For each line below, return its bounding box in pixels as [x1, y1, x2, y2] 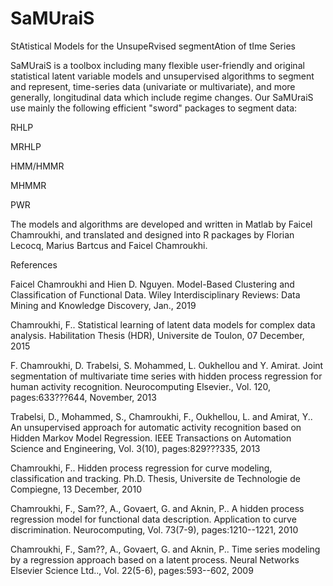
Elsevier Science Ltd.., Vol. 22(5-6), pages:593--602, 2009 [10, 564, 254, 576]
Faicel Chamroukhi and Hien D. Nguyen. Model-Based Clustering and [10, 278, 295, 290]
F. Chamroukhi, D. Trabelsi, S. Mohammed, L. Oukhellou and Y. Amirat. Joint [10, 359, 324, 371]
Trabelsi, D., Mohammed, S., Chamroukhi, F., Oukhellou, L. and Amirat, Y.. [10, 410, 313, 422]
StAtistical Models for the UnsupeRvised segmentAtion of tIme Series [10, 40, 296, 52]
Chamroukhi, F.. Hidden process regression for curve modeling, [10, 462, 273, 474]
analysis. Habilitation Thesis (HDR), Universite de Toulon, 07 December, [10, 329, 305, 341]
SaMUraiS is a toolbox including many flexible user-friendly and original [10, 59, 305, 71]
